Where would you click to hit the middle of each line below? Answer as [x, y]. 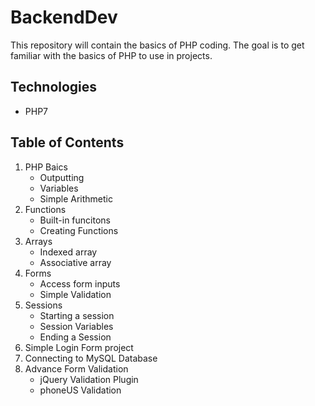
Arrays [38, 241]
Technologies [54, 87]
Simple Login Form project [79, 347]
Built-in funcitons [75, 220]
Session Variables [76, 326]
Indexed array [68, 252]
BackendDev [64, 17]
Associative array [75, 262]
